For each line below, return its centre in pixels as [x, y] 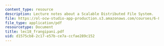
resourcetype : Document [29, 27]
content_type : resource [29, 9]
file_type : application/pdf [34, 23]
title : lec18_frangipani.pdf [35, 32]
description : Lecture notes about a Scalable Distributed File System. [79, 14]
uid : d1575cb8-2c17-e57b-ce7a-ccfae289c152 [50, 36]
